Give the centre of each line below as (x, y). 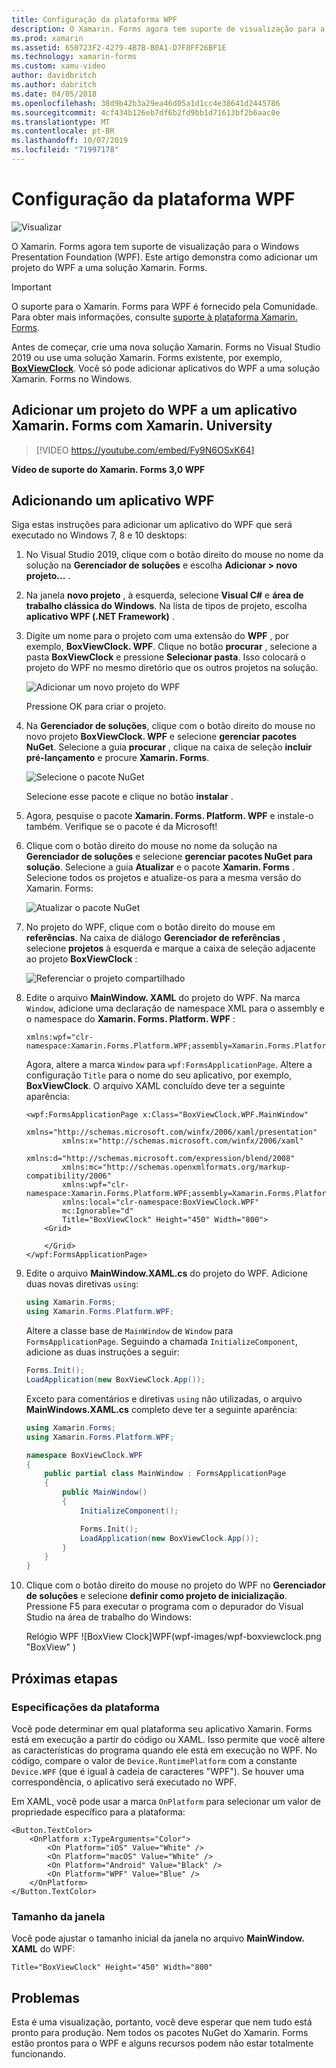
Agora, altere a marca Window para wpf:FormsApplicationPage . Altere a (169, 1065)
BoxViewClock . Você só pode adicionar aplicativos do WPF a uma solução (166, 368)
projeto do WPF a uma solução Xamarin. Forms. (109, 267)
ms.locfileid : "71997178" (65, 150)
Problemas (46, 1997)
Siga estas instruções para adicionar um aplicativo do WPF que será (152, 525)
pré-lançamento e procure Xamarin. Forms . (117, 758)
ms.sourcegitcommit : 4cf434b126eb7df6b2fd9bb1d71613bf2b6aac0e (146, 112)
